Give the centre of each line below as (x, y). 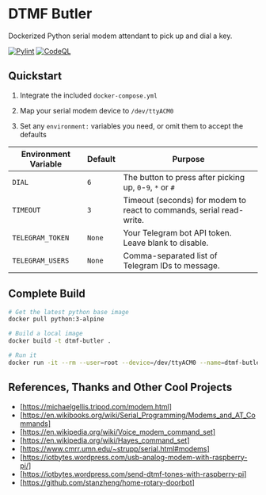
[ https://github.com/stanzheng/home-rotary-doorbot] (107, 482)
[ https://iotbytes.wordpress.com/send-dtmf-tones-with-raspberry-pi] (133, 474)
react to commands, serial (171, 209)
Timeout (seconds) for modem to (185, 200)
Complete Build (47, 294)
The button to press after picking (184, 177)
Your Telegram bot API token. (177, 232)
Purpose (188, 159)
